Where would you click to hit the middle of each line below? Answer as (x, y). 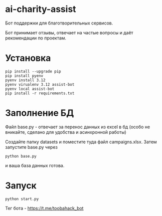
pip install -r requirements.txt (40, 93)
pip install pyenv (24, 76)
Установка (28, 58)
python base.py (21, 156)
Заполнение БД (40, 113)
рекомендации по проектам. (36, 38)
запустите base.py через (31, 147)
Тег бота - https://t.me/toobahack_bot (44, 208)
